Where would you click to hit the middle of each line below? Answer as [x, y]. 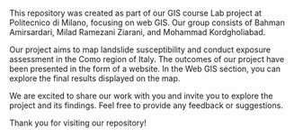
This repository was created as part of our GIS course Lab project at [136, 13]
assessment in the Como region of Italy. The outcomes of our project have [147, 59]
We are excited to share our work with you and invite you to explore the [141, 96]
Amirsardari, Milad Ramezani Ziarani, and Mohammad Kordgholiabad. [138, 32]
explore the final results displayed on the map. [95, 78]
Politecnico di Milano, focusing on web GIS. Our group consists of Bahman [147, 23]
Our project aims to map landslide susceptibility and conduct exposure [140, 50]
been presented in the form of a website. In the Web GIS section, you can [145, 68]
